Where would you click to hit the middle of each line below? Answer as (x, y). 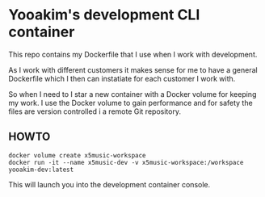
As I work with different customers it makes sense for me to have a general (133, 69)
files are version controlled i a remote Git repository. (95, 111)
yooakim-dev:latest (41, 170)
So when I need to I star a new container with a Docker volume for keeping (132, 94)
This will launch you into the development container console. (109, 184)
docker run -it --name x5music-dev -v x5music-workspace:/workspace (126, 162)
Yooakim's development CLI (104, 15)
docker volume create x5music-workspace (78, 155)
